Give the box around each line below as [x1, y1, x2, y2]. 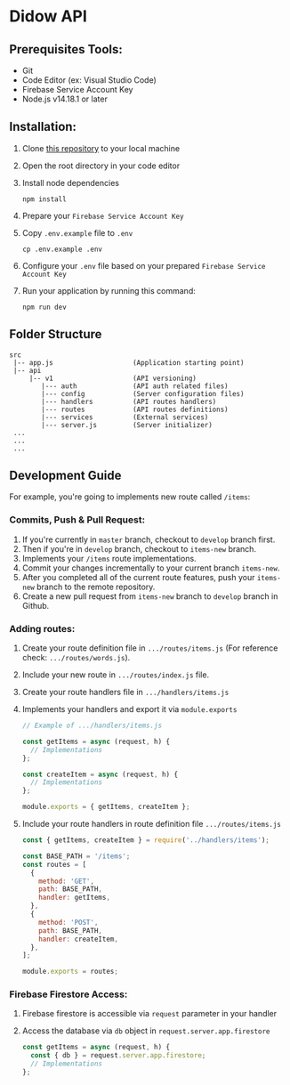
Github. [21, 600, 50, 611]
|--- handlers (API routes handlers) [41, 397, 217, 406]
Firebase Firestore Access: [9, 988, 128, 1000]
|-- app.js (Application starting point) [12, 358, 245, 367]
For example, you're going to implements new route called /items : [9, 491, 251, 502]
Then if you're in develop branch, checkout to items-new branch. [21, 543, 256, 554]
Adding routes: [9, 622, 76, 635]
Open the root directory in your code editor [21, 160, 181, 171]
